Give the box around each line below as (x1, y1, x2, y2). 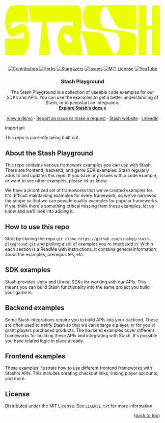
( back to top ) (134, 413, 160, 419)
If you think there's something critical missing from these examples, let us (5, 203, 154, 209)
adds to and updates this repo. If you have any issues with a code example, (5, 173, 158, 179)
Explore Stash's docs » (58, 105, 107, 111)
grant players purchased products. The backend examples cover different (5, 327, 155, 333)
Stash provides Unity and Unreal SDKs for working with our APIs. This (5, 279, 146, 285)
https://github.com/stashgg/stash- (78, 236, 151, 241)
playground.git (5, 242, 36, 247)
